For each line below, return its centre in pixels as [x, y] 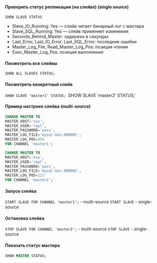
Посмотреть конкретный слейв [39, 84]
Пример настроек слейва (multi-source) [48, 106]
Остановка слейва [25, 218]
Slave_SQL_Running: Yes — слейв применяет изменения [70, 31]
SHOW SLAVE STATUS [24, 17]
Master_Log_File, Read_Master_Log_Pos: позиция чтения [70, 47]
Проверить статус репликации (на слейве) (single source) [67, 7]
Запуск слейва [21, 191]
